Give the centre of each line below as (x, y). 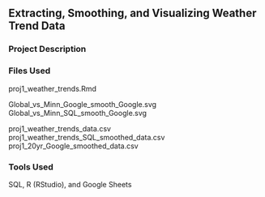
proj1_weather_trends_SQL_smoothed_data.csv (87, 137)
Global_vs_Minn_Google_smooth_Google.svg (82, 104)
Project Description (47, 49)
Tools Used (31, 167)
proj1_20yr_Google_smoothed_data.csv (74, 146)
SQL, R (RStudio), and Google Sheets (70, 184)
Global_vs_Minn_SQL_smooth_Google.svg (78, 113)
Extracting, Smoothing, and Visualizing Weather (132, 13)
